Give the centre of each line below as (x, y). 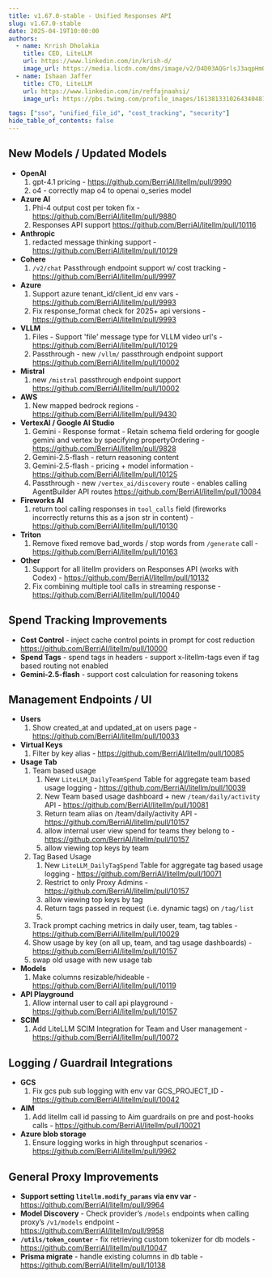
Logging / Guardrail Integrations (91, 1063)
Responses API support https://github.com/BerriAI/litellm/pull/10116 (144, 224)
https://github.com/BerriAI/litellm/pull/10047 (93, 1248)
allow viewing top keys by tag (93, 900)
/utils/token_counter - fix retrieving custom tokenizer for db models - (138, 1239)
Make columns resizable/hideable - (91, 978)
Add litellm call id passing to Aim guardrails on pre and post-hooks (143, 1117)
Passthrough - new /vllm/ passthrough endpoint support (127, 354)
